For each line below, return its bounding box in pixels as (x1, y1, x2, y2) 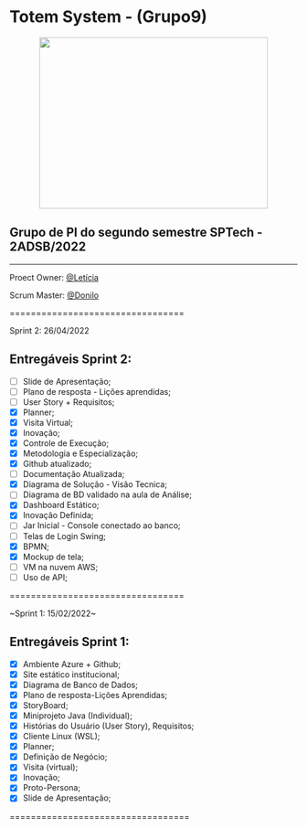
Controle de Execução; (22, 437, 110, 449)
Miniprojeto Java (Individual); (22, 710, 132, 721)
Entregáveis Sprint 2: (9, 352, 132, 367)
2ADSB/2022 (9, 239, 87, 255)
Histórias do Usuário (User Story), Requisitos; (22, 720, 195, 731)
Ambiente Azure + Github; (22, 658, 122, 669)
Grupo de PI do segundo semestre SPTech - (9, 225, 263, 240)
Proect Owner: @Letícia (9, 271, 99, 282)
